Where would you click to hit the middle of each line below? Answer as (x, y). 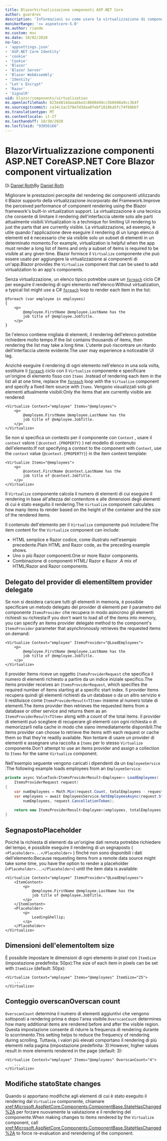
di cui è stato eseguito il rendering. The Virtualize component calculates (80, 505)
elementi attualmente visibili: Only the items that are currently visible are (78, 392)
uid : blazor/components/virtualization (46, 98)
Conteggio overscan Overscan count (63, 1001)
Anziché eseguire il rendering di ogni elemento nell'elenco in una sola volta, (83, 366)
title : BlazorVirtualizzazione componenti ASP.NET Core (64, 10)
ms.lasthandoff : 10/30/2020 (34, 121)
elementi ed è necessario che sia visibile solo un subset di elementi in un (80, 238)
